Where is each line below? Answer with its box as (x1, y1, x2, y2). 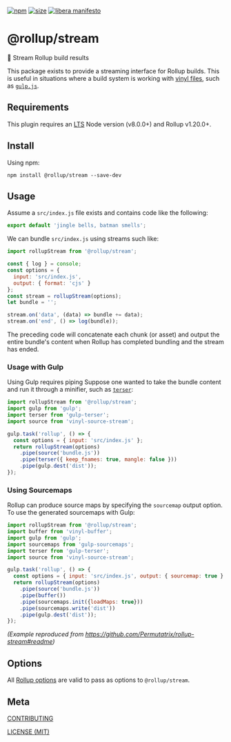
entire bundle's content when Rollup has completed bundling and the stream (7, 338, 224, 345)
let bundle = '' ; (7, 299, 57, 306)
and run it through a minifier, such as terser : (7, 386, 133, 394)
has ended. (7, 345, 39, 353)
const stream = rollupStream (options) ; (7, 292, 122, 300)
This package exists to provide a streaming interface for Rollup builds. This (7, 66, 220, 75)
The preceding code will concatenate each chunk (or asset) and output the (7, 330, 220, 339)
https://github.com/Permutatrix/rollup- (85, 630, 194, 638)
